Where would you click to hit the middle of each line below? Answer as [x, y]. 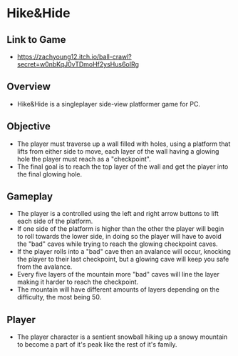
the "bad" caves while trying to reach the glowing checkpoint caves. [117, 244]
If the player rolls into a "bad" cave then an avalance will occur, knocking [124, 252]
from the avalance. [45, 267]
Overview [29, 87]
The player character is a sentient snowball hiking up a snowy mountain [122, 337]
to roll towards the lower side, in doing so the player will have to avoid [119, 237]
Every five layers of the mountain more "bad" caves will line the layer [118, 275]
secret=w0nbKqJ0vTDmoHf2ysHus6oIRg [78, 64]
